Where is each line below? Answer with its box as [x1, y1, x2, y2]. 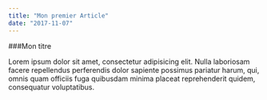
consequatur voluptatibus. [8, 82, 94, 92]
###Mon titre [8, 41, 52, 50]
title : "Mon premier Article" [8, 11, 110, 20]
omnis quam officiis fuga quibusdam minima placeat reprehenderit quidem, [8, 74, 256, 83]
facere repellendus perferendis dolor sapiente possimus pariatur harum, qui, [8, 65, 260, 74]
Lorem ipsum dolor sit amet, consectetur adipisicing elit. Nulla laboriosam [8, 57, 250, 66]
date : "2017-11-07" [8, 19, 74, 27]
